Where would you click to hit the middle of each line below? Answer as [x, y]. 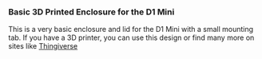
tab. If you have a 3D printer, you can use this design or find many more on [131, 37]
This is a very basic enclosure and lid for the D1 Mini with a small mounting [131, 29]
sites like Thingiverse [43, 46]
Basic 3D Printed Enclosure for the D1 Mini [91, 12]
